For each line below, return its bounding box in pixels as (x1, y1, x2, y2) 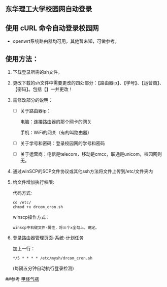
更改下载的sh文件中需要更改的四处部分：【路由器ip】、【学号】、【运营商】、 (12, 80, 164, 86)
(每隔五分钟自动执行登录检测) (12, 265, 75, 271)
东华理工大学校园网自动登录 (5, 5, 92, 14)
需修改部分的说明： (12, 97, 53, 103)
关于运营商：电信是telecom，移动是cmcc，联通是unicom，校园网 (20, 151, 158, 157)
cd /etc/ (12, 200, 31, 205)
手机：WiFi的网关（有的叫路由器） (20, 129, 92, 136)
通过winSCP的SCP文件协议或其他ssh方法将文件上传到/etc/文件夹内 (12, 168, 153, 175)
